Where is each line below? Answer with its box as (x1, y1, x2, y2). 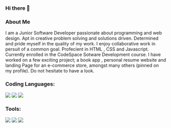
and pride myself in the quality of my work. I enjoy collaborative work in (5, 41, 156, 47)
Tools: (5, 106, 21, 113)
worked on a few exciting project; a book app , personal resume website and (5, 57, 166, 63)
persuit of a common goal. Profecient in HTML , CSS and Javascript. (5, 46, 149, 53)
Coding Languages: (5, 81, 55, 88)
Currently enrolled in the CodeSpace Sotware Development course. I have (5, 52, 161, 58)
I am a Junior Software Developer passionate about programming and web (5, 30, 162, 36)
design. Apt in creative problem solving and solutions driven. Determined (5, 35, 159, 41)
